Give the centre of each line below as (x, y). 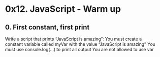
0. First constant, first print (47, 27)
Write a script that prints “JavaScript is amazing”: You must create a (73, 39)
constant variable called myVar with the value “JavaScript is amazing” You (80, 44)
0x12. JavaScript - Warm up (63, 9)
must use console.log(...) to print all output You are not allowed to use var (80, 49)
